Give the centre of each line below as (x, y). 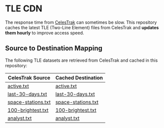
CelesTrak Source (29, 78)
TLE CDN (24, 9)
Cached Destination (79, 78)
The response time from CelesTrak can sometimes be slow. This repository (81, 22)
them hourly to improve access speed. (45, 33)
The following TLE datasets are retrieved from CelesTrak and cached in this (82, 60)
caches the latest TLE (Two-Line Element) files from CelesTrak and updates (82, 27)
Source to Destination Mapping (54, 48)
